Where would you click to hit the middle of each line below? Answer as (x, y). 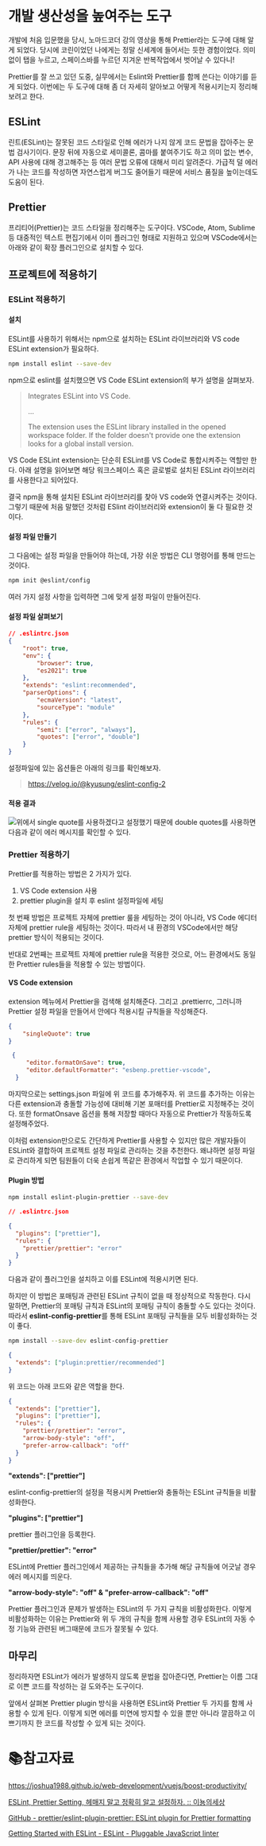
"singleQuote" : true (56, 1034)
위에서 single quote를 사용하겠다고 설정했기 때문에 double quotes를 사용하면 (136, 822)
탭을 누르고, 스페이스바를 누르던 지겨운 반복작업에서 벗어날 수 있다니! (129, 60)
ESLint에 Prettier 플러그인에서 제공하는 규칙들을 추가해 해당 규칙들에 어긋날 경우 (132, 1566)
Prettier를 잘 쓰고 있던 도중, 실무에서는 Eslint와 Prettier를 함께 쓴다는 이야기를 (129, 76)
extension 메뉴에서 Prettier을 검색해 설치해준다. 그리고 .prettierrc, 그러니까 (125, 1001)
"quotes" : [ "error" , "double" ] (89, 737)
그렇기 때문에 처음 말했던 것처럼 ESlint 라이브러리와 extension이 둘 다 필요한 (126, 506)
